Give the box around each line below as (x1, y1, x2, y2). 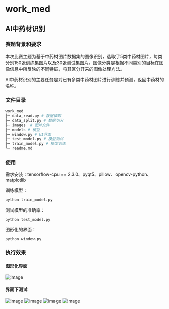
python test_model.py (5, 217, 51, 222)
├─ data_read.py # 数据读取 (5, 113, 62, 119)
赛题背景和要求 (5, 41, 42, 48)
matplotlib (5, 177, 26, 183)
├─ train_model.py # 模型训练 (5, 141, 66, 146)
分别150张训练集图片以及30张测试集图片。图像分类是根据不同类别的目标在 (5, 59, 160, 66)
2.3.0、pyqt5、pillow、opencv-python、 (68, 171, 152, 177)
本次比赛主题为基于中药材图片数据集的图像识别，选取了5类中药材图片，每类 (5, 53, 163, 59)
